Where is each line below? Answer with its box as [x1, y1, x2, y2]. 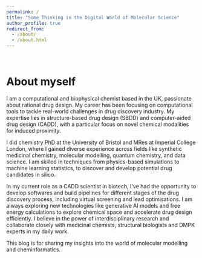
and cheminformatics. [6, 246, 61, 253]
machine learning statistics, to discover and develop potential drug [6, 164, 172, 171]
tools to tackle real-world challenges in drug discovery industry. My [6, 107, 175, 115]
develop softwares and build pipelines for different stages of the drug [6, 189, 180, 196]
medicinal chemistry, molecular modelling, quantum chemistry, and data [6, 151, 186, 159]
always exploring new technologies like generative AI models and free [6, 202, 181, 209]
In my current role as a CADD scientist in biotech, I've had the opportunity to [6, 182, 197, 190]
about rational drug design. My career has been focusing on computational [6, 101, 193, 108]
